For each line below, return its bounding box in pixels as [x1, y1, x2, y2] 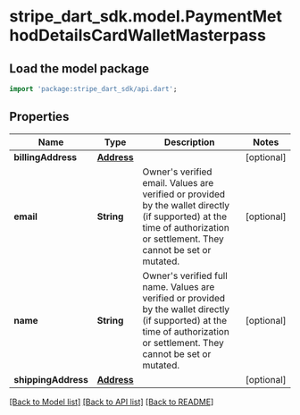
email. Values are [142, 176, 214, 189]
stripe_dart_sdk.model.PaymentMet [9, 6, 283, 27]
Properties [9, 109, 70, 124]
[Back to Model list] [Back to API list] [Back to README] [9, 396, 214, 407]
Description [163, 136, 216, 148]
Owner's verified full [142, 269, 228, 282]
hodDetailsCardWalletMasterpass [9, 25, 266, 46]
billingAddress [13, 150, 78, 163]
